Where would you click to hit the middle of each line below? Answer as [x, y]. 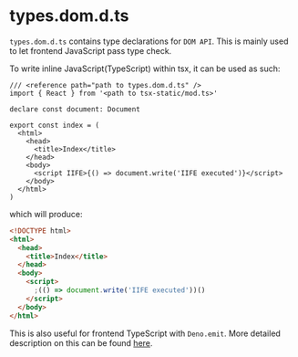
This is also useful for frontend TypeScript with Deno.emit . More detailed [145, 333]
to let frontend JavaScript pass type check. [91, 50]
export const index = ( [55, 125]
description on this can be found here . [81, 342]
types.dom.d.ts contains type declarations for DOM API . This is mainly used [149, 41]
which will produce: [46, 214]
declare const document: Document [75, 109]
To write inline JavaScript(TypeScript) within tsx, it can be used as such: [145, 68]
